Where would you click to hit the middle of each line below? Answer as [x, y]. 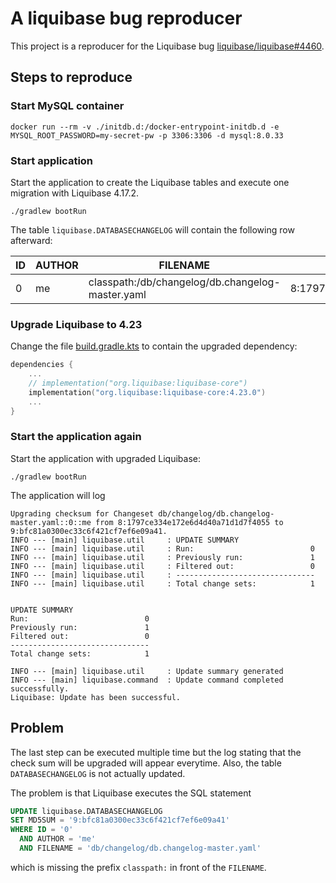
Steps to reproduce [71, 77]
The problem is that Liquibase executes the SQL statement [131, 793]
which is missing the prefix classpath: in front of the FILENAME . [138, 867]
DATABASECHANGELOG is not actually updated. [98, 773]
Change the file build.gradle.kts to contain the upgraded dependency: [154, 346]
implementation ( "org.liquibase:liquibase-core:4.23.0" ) [147, 392]
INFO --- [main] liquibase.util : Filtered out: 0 [162, 566]
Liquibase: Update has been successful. [96, 697]
